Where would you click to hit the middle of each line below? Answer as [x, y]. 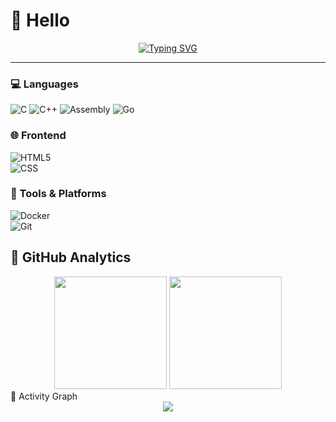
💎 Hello [40, 20]
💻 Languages [44, 84]
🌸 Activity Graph [44, 396]
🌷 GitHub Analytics [71, 257]
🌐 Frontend [38, 136]
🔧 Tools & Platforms [58, 194]
